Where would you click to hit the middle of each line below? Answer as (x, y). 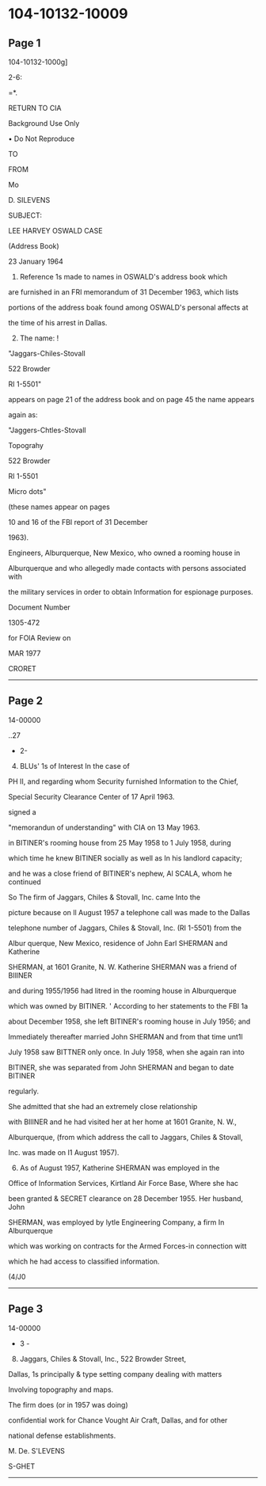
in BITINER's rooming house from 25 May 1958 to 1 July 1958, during (120, 842)
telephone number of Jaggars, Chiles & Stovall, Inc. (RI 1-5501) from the (125, 928)
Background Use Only (44, 123)
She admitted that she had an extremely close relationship (103, 1106)
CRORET (23, 669)
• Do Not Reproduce (42, 139)
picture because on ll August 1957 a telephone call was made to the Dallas (129, 912)
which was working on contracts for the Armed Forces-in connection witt (127, 1246)
